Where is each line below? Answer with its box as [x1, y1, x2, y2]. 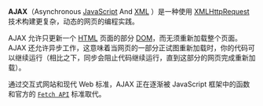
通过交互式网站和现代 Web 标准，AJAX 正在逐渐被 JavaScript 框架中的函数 [8, 79, 250, 89]
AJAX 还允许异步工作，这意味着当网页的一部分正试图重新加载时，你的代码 [8, 43, 249, 53]
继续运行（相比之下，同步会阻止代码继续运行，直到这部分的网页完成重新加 [14, 53, 256, 62]
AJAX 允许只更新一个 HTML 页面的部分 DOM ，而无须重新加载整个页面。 [8, 34, 242, 42]
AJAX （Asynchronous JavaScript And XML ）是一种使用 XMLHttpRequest [8, 7, 250, 16]
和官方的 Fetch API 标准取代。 [8, 90, 106, 98]
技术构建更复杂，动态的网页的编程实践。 [8, 16, 139, 26]
